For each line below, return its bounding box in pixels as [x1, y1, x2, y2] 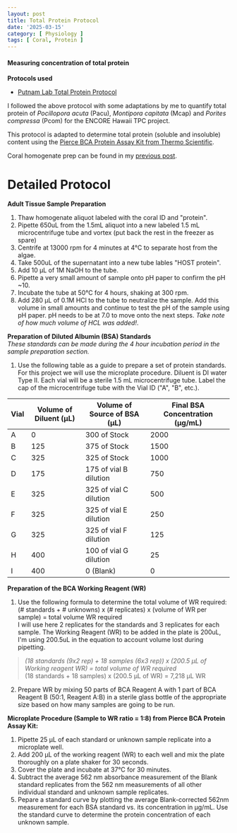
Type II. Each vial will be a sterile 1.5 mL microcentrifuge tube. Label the [17, 376, 226, 385]
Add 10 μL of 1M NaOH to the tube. [17, 266, 119, 274]
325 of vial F [85, 525, 128, 535]
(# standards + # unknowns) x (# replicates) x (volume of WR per [17, 605, 207, 614]
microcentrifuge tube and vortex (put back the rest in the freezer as [17, 228, 214, 237]
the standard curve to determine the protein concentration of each [17, 810, 211, 819]
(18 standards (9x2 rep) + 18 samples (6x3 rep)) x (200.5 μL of [24, 657, 207, 665]
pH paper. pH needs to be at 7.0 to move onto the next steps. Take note [17, 311, 226, 320]
